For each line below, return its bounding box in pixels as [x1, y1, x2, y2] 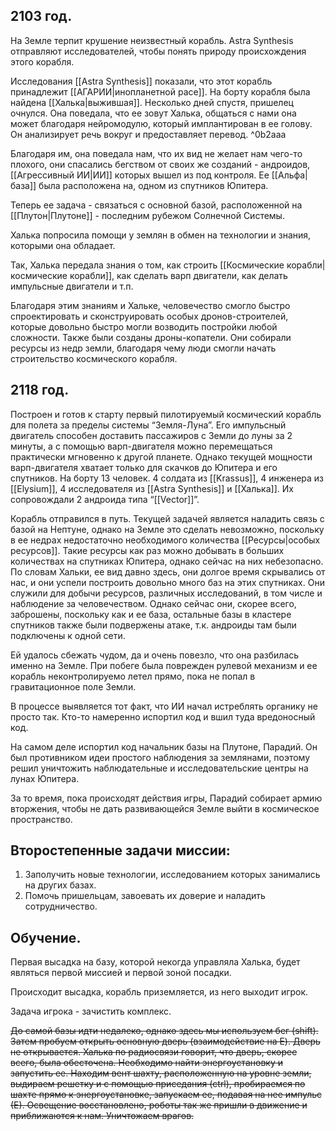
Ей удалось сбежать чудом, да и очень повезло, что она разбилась [10, 649, 300, 661]
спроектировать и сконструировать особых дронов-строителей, [10, 310, 289, 322]
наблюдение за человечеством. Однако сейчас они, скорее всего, [10, 597, 297, 609]
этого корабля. [10, 55, 75, 68]
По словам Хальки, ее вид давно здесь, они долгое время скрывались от [10, 565, 326, 578]
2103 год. [10, 8, 73, 25]
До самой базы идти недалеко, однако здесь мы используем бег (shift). [10, 1025, 319, 1037]
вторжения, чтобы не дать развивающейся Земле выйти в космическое [10, 802, 320, 814]
